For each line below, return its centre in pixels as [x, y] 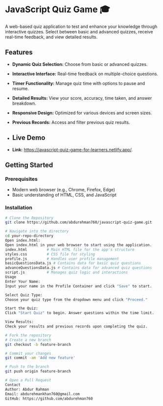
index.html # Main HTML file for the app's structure [70, 249]
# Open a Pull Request [28, 380]
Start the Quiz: [22, 308]
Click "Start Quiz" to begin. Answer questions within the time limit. [80, 313]
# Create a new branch [28, 340]
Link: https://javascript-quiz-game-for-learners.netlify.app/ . [72, 149]
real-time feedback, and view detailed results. [51, 37]
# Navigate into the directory [37, 232]
